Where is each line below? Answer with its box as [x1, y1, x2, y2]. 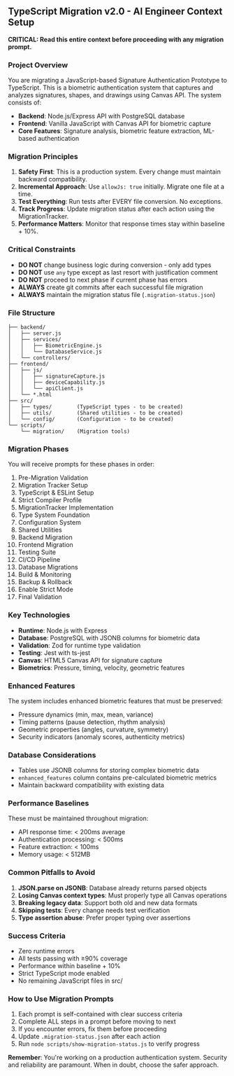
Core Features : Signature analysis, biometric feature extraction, [17, 127, 202, 135]
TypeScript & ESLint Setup [17, 488, 94, 497]
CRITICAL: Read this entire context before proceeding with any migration [8, 35, 224, 43]
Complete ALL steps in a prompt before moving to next [17, 1017, 177, 1026]
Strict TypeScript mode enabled [17, 970, 110, 978]
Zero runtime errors [17, 947, 75, 956]
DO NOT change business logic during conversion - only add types [17, 261, 212, 269]
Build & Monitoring [17, 570, 72, 579]
